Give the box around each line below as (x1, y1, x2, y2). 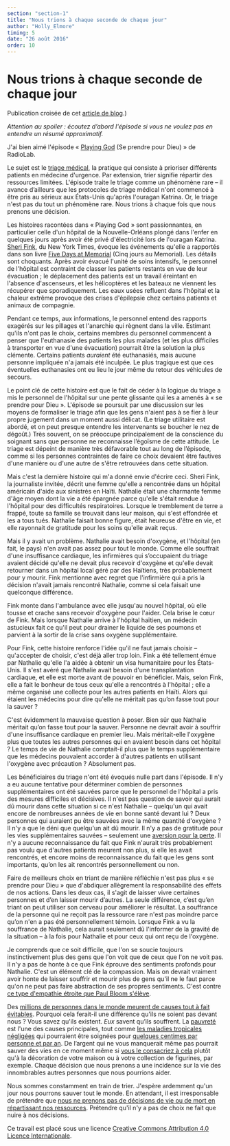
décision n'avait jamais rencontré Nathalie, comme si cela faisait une (7, 580, 201, 588)
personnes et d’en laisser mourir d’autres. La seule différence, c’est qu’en (7, 895, 214, 904)
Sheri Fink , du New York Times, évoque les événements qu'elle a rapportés (7, 242, 220, 251)
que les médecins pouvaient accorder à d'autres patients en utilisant (7, 752, 201, 760)
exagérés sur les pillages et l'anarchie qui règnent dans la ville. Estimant (7, 321, 211, 330)
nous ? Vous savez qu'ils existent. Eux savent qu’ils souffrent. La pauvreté (7, 1017, 216, 1025)
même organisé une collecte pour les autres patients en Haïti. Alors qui (7, 687, 208, 696)
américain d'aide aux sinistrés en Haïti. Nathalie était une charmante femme (7, 487, 222, 495)
